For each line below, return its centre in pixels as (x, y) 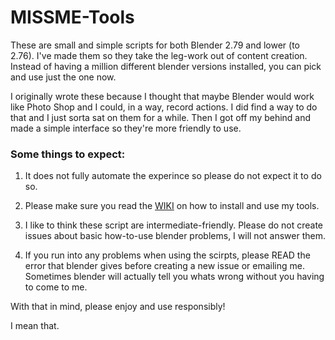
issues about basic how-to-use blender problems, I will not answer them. (175, 236)
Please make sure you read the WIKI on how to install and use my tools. (172, 206)
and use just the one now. (63, 77)
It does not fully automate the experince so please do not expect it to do (173, 176)
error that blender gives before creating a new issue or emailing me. (164, 266)
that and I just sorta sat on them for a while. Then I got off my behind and (161, 117)
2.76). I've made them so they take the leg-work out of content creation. (159, 55)
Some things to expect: (68, 154)
